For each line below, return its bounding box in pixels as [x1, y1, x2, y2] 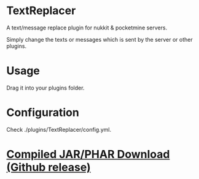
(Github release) [6, 161, 91, 174]
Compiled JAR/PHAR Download [6, 148, 170, 161]
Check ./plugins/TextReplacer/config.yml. [6, 126, 112, 133]
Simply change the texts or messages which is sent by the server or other [6, 36, 193, 43]
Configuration [6, 105, 80, 120]
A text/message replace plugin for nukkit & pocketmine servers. [6, 24, 168, 31]
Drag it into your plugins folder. [6, 84, 85, 91]
